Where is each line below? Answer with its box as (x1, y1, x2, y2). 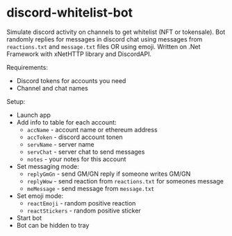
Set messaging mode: (16, 162, 79, 170)
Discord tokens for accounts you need (16, 76, 126, 84)
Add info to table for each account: (16, 118, 117, 126)
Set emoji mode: (16, 192, 64, 200)
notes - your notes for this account (26, 154, 126, 163)
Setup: (6, 97, 26, 105)
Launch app (16, 111, 51, 119)
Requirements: (6, 63, 48, 71)
